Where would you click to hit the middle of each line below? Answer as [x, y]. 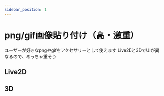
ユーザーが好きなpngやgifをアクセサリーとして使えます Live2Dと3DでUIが [80, 50]
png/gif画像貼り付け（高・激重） [72, 35]
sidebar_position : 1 [26, 10]
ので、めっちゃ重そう [35, 56]
